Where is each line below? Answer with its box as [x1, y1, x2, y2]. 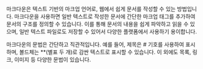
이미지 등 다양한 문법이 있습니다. [14, 56, 91, 63]
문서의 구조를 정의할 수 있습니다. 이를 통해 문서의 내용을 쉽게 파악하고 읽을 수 [6, 21, 189, 27]
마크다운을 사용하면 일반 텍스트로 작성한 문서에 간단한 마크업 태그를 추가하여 [14, 13, 196, 20]
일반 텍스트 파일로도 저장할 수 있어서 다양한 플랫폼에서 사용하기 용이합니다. [19, 28, 197, 35]
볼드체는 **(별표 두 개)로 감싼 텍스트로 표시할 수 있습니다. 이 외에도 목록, [19, 48, 191, 56]
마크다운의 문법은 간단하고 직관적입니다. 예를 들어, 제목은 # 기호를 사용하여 [6, 41, 185, 48]
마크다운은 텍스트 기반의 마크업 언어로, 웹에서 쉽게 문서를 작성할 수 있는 [6, 5, 176, 12]
